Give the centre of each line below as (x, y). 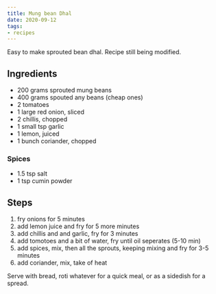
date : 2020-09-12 (32, 20)
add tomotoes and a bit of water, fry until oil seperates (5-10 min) (109, 241)
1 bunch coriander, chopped (57, 141)
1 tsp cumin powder (45, 181)
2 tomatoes (33, 105)
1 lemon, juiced (38, 134)
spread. (18, 283)
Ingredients (32, 74)
